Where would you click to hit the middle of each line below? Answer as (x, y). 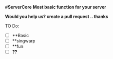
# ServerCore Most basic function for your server (56, 7)
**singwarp (24, 41)
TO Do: (12, 26)
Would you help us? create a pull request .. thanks (57, 16)
